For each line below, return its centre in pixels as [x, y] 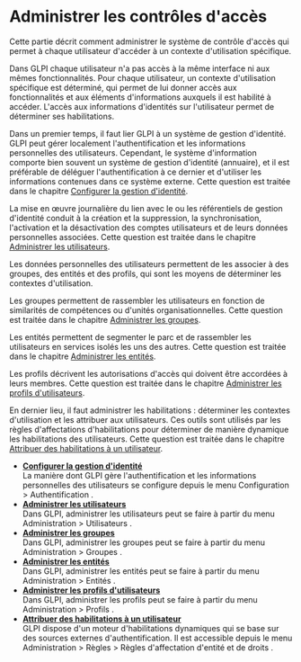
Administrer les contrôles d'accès [138, 17]
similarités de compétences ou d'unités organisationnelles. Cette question [146, 310]
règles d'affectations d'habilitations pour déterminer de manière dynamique [149, 429]
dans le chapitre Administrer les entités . [83, 356]
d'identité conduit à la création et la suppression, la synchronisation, [136, 218]
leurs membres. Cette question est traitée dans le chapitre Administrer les [146, 383]
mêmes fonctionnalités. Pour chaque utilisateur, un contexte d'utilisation [143, 77]
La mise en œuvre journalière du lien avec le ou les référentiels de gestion [146, 208]
